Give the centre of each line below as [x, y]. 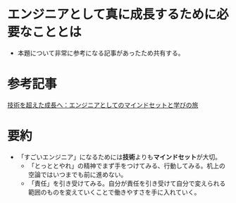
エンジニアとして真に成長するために [112, 14]
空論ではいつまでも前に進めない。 [77, 174]
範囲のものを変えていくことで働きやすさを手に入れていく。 [114, 192]
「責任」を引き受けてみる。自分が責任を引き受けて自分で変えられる [127, 183]
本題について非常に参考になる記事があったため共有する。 [101, 53]
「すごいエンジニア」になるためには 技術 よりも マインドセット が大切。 [119, 156]
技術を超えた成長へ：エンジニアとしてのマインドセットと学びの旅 [103, 105]
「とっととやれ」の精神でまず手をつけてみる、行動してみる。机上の [126, 166]
